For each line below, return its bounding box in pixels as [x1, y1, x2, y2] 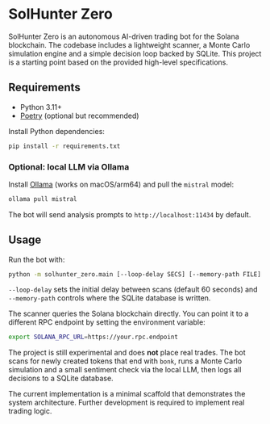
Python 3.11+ [19, 102, 63, 111]
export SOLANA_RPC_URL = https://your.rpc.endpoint [8, 333, 179, 342]
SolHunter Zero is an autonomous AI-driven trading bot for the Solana [8, 31, 239, 41]
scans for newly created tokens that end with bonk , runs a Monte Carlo [8, 356, 243, 366]
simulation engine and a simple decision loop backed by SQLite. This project [8, 48, 262, 58]
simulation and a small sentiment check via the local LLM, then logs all [8, 365, 242, 375]
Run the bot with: [8, 254, 65, 264]
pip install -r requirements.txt [8, 142, 121, 150]
